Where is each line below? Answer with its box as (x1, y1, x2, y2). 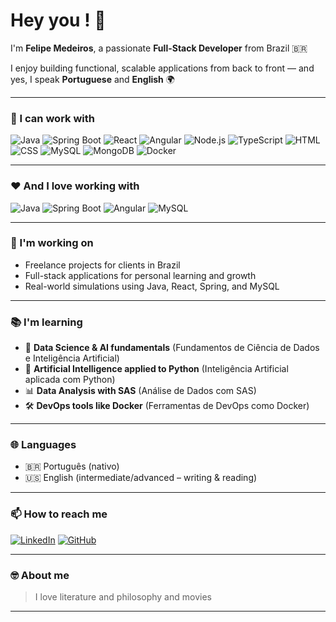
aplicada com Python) (24, 374, 116, 386)
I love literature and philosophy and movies (34, 591, 212, 603)
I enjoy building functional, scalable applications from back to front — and (10, 62, 315, 74)
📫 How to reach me (10, 507, 108, 521)
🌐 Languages (10, 438, 77, 452)
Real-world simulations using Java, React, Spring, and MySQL (24, 280, 280, 292)
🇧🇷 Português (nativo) (24, 460, 120, 473)
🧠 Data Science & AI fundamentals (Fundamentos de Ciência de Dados (24, 342, 320, 354)
